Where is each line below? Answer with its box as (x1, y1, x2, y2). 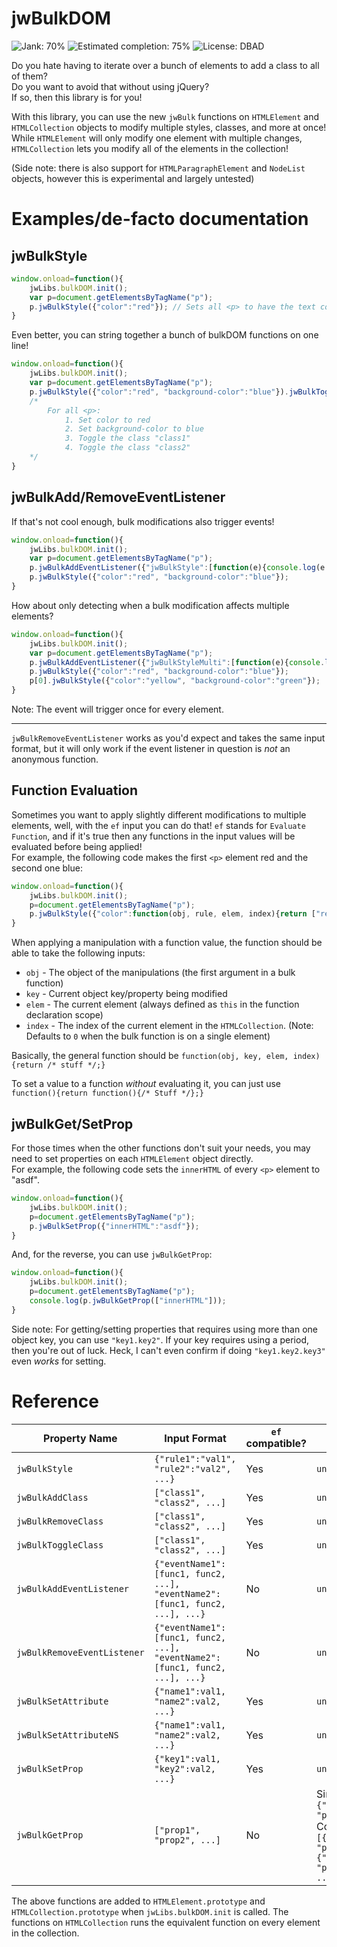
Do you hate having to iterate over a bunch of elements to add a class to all (11, 59, 320, 71)
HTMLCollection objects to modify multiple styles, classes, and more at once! (11, 121, 327, 133)
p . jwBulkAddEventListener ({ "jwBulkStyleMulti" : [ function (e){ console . (29, 657, 326, 667)
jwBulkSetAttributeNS (16, 1729, 119, 1741)
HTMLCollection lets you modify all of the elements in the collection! (11, 142, 289, 154)
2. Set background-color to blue (64, 424, 204, 434)
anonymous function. (11, 753, 99, 765)
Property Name (43, 1431, 118, 1445)
